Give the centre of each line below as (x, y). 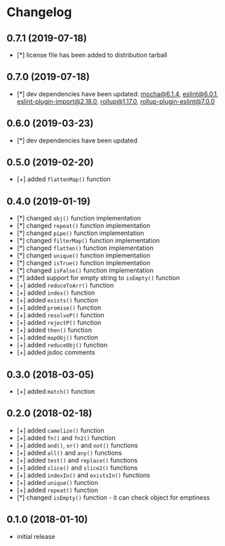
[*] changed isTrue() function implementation (83, 263)
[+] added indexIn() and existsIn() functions (83, 475)
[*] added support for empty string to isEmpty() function (98, 278)
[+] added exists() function (57, 300)
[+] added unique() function (57, 482)
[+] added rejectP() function (59, 323)
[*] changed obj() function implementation (79, 218)
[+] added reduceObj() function (62, 345)
